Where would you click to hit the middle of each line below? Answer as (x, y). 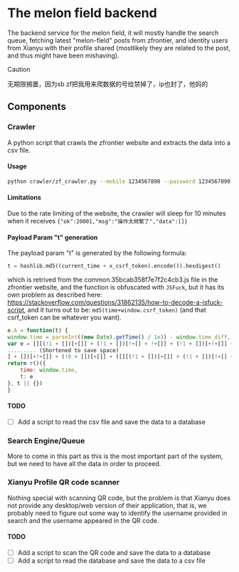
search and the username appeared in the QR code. (83, 520)
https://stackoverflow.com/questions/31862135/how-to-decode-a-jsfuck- (115, 302)
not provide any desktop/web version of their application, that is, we (107, 505)
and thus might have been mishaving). (63, 55)
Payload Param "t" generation (53, 237)
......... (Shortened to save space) (63, 350)
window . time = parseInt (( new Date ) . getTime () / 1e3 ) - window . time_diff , (119, 337)
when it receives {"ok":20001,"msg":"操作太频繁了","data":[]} (98, 221)
